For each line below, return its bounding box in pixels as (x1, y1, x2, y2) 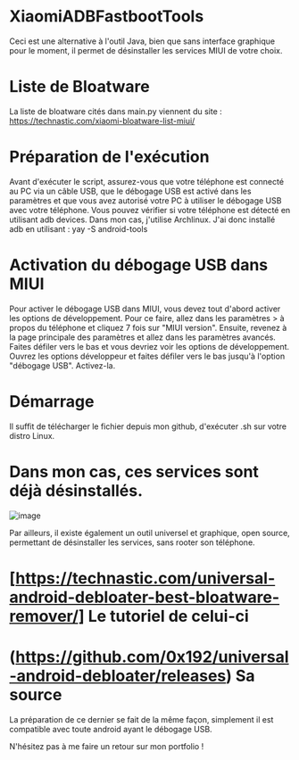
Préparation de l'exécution (9, 147, 210, 167)
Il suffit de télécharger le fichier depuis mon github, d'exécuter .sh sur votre (9, 421, 287, 432)
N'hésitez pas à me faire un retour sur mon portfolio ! (9, 740, 204, 751)
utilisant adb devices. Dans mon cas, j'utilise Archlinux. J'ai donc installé (9, 214, 276, 225)
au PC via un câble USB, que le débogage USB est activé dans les (9, 186, 252, 196)
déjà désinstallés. (9, 480, 144, 500)
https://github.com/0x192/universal (15, 647, 289, 666)
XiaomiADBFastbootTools (9, 6, 204, 27)
